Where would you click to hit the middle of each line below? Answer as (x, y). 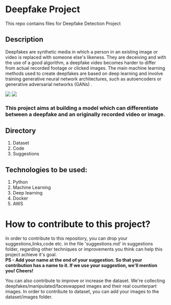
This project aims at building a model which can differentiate (82, 108)
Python (20, 182)
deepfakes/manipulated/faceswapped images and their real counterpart (81, 286)
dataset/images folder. (29, 297)
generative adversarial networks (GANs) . (49, 84)
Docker (20, 198)
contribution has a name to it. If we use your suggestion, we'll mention (81, 265)
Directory (21, 131)
